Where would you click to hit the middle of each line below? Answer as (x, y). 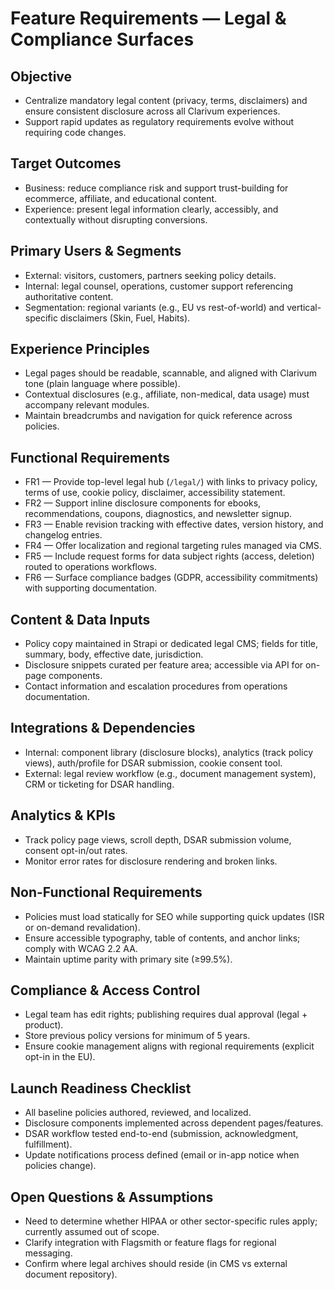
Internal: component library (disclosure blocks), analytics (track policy (169, 752)
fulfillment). (48, 1144)
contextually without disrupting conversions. (116, 219)
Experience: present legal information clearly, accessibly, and (151, 209)
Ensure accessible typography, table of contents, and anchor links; (162, 938)
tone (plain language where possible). (102, 384)
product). (44, 1025)
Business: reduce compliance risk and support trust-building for (156, 188)
